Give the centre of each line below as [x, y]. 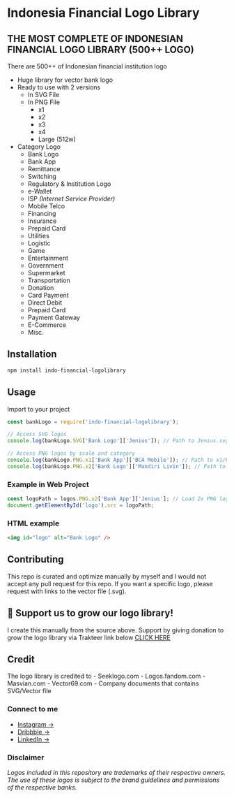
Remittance [44, 169]
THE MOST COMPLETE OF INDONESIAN [95, 39]
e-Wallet [40, 191]
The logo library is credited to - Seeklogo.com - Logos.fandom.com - [106, 676]
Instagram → [36, 724]
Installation [32, 354]
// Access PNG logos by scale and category [71, 454]
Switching [42, 176]
